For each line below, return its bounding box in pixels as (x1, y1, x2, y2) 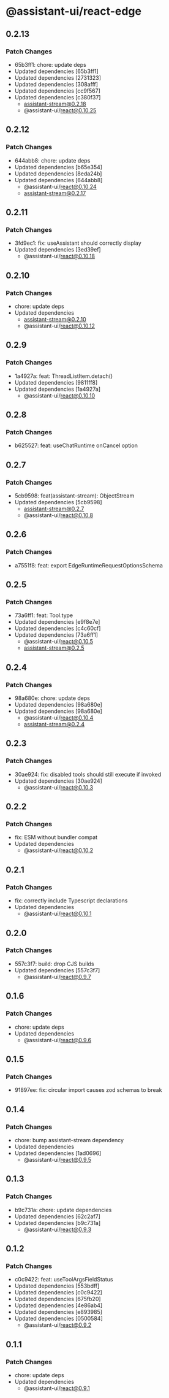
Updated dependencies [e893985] (14, 1308, 102, 1316)
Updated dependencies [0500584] (14, 1315, 103, 1323)
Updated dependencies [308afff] (14, 80, 99, 88)
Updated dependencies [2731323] (14, 74, 102, 81)
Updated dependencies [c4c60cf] (14, 624, 101, 632)
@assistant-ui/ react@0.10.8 (23, 512, 93, 519)
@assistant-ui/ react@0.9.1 (23, 1385, 90, 1392)
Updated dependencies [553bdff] (14, 1282, 100, 1289)
